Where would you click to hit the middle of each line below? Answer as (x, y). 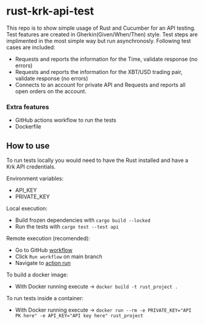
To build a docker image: (37, 275)
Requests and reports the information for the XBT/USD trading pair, (99, 72)
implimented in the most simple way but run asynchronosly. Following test (99, 41)
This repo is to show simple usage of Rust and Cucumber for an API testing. (101, 28)
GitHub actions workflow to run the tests (66, 120)
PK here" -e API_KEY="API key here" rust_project (79, 316)
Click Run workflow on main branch (59, 256)
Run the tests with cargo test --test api (67, 227)
